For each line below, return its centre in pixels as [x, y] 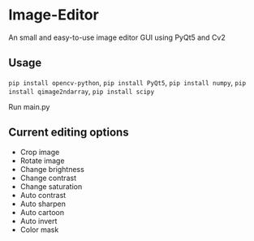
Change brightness [52, 169]
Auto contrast [43, 195]
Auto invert [39, 221]
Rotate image [42, 161]
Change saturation [51, 186]
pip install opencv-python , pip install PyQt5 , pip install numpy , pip [127, 82]
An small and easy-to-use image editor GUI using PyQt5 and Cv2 [117, 37]
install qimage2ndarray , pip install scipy [82, 91]
